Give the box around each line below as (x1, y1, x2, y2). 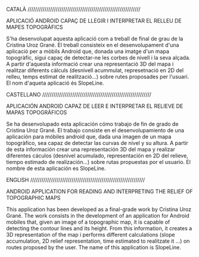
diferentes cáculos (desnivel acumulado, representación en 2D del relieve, (6, 152, 189, 159)
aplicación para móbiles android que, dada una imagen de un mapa (6, 133, 172, 140)
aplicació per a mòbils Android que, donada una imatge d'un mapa (6, 48, 170, 55)
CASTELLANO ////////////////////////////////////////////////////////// (6, 91, 152, 98)
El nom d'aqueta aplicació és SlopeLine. (6, 79, 104, 86)
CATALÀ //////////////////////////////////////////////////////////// (6, 6, 141, 13)
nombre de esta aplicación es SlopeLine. (6, 165, 106, 172)
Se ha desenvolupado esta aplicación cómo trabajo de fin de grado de (6, 120, 179, 128)
